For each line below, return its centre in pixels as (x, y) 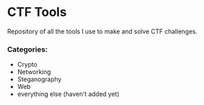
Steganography (39, 79)
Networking (34, 72)
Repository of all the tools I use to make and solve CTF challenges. (102, 31)
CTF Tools (37, 12)
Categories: (28, 49)
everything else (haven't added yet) (68, 94)
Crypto (27, 65)
